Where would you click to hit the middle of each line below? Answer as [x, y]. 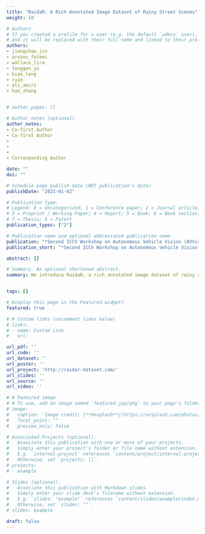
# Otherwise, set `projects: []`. [53, 460]
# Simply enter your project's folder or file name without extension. [102, 449]
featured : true [26, 308]
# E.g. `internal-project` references [59, 454]
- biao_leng [21, 74]
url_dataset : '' [27, 358]
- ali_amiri [21, 85]
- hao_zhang [21, 91]
